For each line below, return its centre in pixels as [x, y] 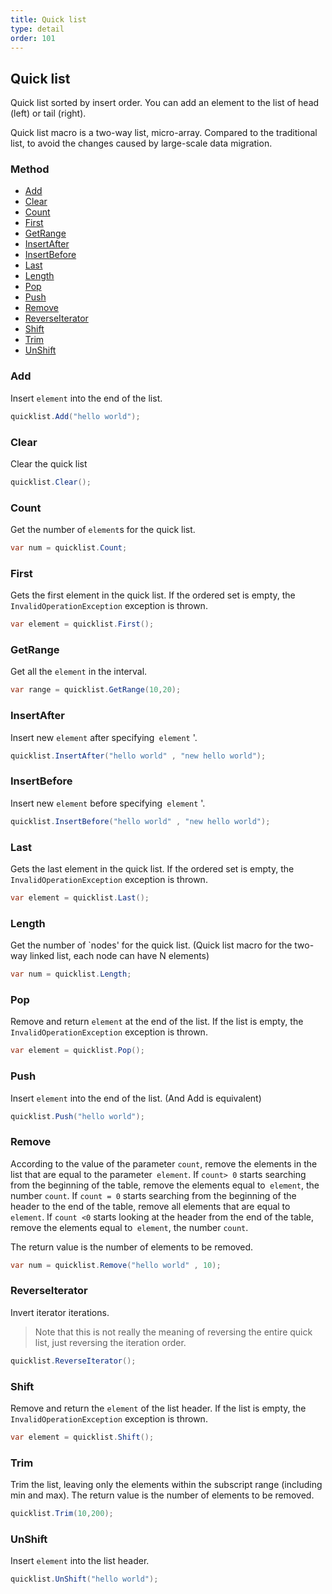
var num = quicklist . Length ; [71, 974]
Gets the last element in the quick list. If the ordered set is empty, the [152, 868]
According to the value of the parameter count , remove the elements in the [164, 1163]
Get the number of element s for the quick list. [103, 530]
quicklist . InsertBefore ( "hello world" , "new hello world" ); [140, 821]
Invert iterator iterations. [60, 1312]
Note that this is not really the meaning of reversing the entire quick [173, 1332]
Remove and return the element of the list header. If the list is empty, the [158, 1408]
